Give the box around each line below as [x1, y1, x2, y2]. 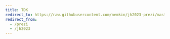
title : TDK [5, 7, 28, 13]
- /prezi [10, 21, 28, 27]
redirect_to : [5, 12, 33, 17]
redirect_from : [5, 17, 37, 22]
